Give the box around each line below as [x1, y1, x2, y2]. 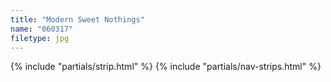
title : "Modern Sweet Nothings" [10, 14, 145, 25]
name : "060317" [10, 24, 74, 34]
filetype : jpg [10, 33, 70, 43]
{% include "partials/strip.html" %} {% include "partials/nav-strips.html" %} [10, 61, 322, 73]
